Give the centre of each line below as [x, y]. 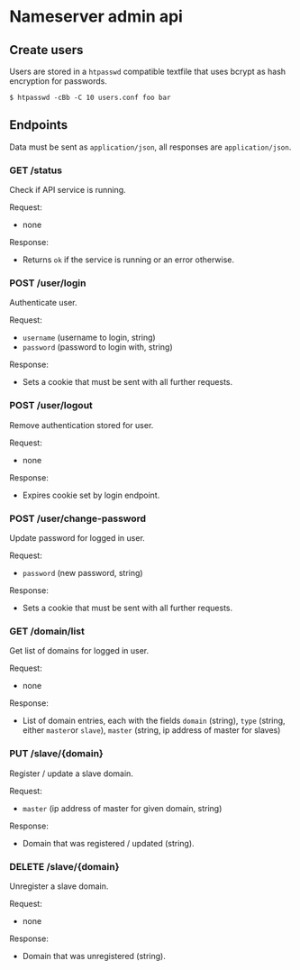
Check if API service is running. [68, 190]
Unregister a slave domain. [59, 886]
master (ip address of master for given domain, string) [122, 808]
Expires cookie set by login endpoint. [91, 495]
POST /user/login [48, 283]
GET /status [36, 170]
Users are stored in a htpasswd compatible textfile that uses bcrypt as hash [148, 71]
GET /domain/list [47, 631]
